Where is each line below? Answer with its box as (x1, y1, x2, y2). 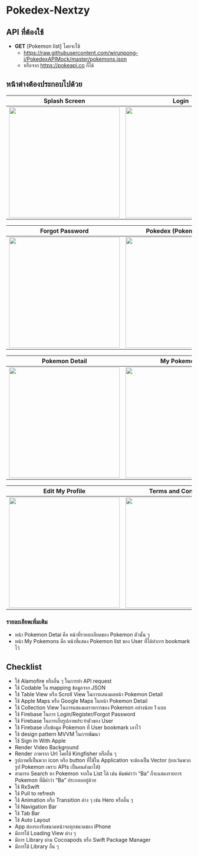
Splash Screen (43, 97, 85, 105)
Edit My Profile (43, 487, 86, 495)
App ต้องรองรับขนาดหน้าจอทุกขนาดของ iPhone (14, 823, 111, 830)
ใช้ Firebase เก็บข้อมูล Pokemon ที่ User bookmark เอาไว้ (14, 723, 141, 731)
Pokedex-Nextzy (6, 4, 90, 17)
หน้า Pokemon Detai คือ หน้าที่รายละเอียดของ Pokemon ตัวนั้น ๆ (14, 631, 150, 638)
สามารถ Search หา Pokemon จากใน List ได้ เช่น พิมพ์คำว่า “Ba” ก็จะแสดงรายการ (14, 770, 182, 777)
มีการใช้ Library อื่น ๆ (14, 842, 59, 850)
